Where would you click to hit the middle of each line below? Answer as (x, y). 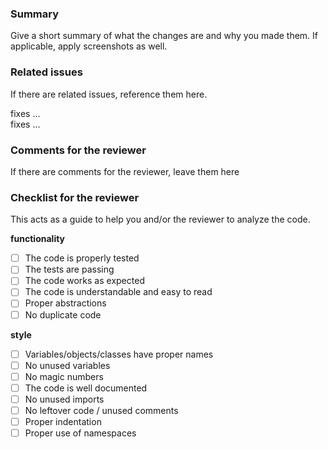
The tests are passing (69, 269)
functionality (38, 239)
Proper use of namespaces (80, 433)
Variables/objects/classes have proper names (119, 354)
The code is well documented (86, 388)
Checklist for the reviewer (75, 197)
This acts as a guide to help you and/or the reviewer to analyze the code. (160, 219)
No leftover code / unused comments (101, 410)
